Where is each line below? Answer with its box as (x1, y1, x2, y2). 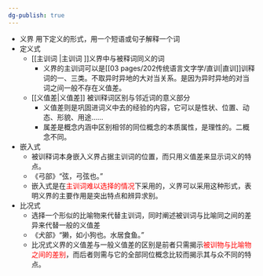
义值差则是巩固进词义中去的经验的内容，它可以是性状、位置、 (42, 103, 243, 112)
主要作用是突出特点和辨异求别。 (58, 191, 163, 200)
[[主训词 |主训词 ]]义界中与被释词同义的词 (31, 53, 165, 63)
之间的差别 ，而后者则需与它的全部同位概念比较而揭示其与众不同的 (31, 249, 245, 259)
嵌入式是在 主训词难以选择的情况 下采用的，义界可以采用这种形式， (31, 181, 245, 191)
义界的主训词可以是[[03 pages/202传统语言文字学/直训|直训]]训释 (42, 64, 255, 73)
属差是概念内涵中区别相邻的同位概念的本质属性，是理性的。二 (42, 122, 243, 132)
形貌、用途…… (57, 112, 104, 122)
